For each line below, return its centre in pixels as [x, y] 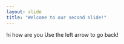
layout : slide [24, 12]
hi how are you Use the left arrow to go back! [63, 34]
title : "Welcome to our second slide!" [57, 17]
